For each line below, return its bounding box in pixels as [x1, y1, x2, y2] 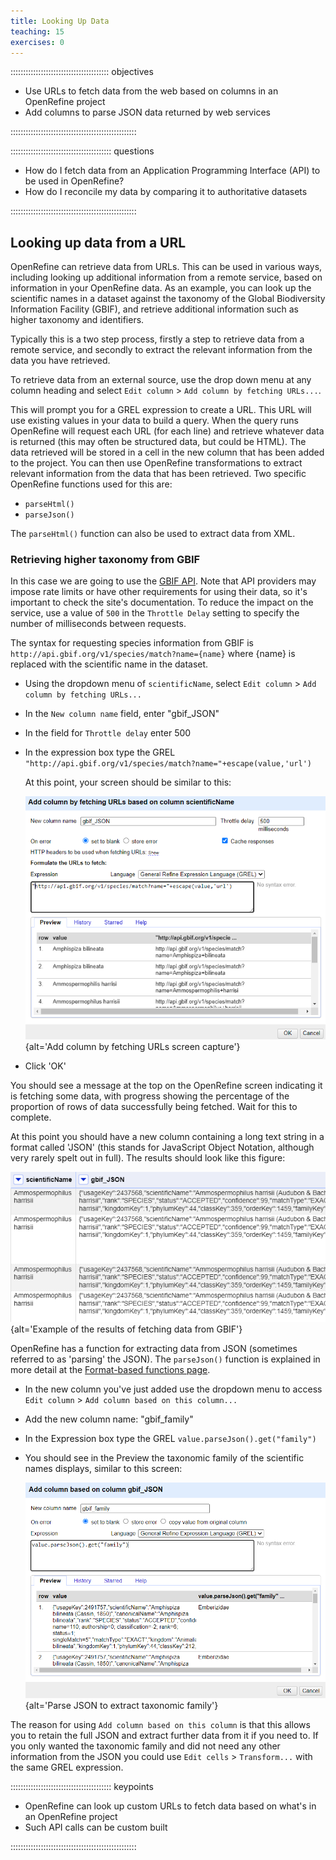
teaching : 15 [10, 26, 65, 37]
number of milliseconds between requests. [10, 618, 187, 630]
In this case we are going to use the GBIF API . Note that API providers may [10, 575, 317, 587]
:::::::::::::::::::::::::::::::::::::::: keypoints [10, 1781, 154, 1793]
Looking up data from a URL [10, 234, 187, 251]
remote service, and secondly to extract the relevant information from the [10, 344, 313, 356]
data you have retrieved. [10, 355, 111, 367]
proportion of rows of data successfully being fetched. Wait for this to [10, 1101, 298, 1113]
